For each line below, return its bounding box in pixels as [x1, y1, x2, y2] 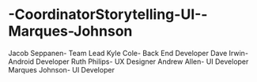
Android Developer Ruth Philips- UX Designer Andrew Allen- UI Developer [8, 57, 249, 66]
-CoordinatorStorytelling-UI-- [8, 6, 208, 24]
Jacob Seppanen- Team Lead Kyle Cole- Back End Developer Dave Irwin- [8, 48, 249, 58]
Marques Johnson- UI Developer [8, 65, 115, 74]
